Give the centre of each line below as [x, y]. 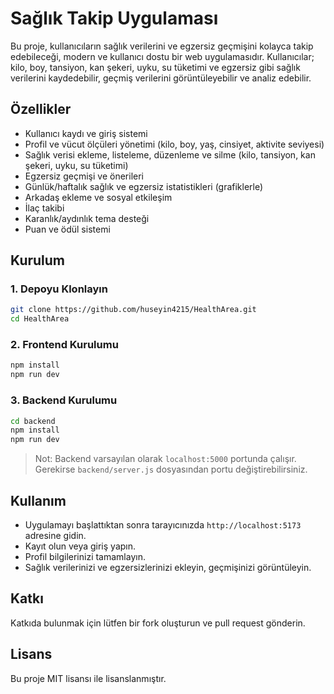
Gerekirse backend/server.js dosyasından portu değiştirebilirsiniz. [171, 469]
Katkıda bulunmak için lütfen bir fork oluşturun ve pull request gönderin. [158, 623]
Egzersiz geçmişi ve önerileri [84, 176]
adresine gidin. [55, 535]
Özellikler [41, 109]
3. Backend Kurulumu [64, 400]
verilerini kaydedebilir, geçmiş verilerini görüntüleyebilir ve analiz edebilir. [161, 78]
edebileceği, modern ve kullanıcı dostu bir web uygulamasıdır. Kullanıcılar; [162, 56]
